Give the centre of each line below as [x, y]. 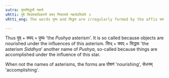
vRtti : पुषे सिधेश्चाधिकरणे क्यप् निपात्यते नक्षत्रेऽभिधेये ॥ [48, 15]
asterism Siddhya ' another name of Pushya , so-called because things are [81, 49]
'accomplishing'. [22, 70]
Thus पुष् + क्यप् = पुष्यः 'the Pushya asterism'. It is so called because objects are [84, 38]
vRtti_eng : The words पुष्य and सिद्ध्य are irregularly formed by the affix [81, 19]
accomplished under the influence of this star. [53, 55]
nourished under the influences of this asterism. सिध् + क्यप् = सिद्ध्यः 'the [77, 44]
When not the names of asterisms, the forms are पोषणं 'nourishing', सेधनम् [79, 64]
